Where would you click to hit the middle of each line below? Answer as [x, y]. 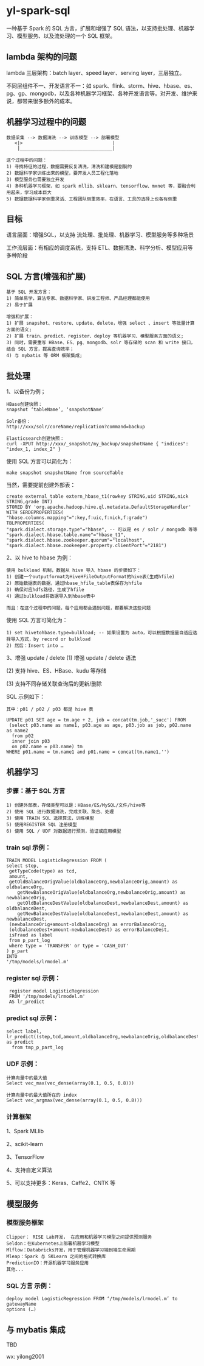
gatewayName [21, 1304]
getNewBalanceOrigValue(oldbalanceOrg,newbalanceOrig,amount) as [102, 892]
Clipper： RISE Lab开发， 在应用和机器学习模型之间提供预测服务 [79, 1237]
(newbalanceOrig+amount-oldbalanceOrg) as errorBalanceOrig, [88, 924]
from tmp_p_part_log [38, 1047]
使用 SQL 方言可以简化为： [40, 461]
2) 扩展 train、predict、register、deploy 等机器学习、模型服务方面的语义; [95, 336]
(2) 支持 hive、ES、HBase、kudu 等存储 [56, 671]
